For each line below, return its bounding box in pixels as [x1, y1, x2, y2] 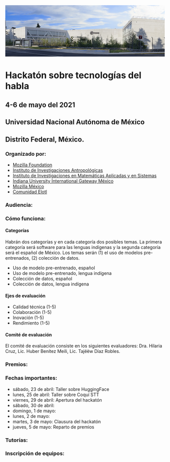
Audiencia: [5, 201, 33, 208]
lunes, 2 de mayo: [12, 413, 50, 419]
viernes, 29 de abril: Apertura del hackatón [12, 397, 102, 403]
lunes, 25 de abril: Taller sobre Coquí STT [12, 392, 100, 398]
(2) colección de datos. [31, 255, 80, 261]
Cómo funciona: [5, 215, 46, 222]
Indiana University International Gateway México [12, 177, 114, 184]
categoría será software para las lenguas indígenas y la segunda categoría [5, 244, 161, 250]
